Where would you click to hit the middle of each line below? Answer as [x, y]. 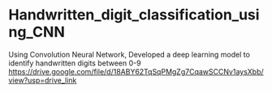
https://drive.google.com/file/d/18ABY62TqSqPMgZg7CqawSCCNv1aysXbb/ [136, 71]
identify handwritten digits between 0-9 [75, 63]
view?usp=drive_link [43, 80]
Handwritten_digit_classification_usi [134, 15]
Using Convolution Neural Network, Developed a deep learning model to [129, 54]
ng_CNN [37, 32]
